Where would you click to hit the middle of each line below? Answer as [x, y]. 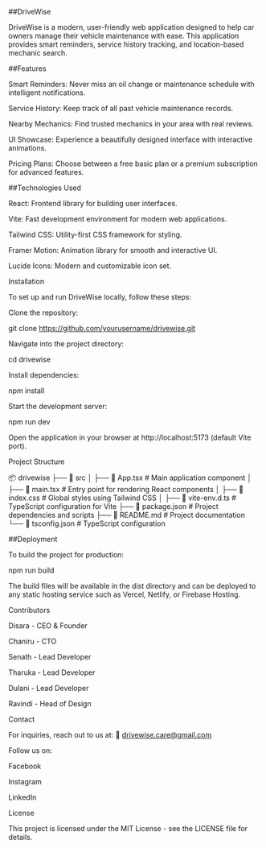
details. [20, 837]
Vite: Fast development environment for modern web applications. [118, 219]
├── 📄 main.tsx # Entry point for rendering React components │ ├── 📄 [126, 489]
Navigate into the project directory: [66, 344]
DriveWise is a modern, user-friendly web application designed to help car [131, 27]
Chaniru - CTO [33, 641]
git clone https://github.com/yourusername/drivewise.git [102, 328]
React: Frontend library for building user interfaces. [93, 203]
